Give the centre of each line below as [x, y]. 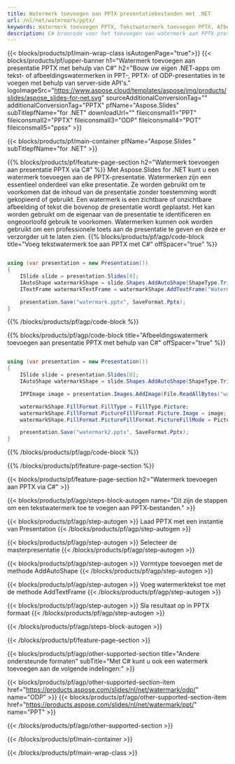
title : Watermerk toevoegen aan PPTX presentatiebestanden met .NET [109, 14]
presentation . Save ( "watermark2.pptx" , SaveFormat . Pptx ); [105, 432]
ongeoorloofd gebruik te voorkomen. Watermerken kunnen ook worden [110, 222]
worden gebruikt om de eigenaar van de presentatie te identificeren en [109, 214]
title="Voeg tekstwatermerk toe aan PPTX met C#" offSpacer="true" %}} [113, 244]
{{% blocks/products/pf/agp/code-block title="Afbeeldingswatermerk [108, 335]
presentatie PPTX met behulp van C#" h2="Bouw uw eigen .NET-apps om [114, 68]
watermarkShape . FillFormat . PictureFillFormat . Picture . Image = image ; [123, 413]
